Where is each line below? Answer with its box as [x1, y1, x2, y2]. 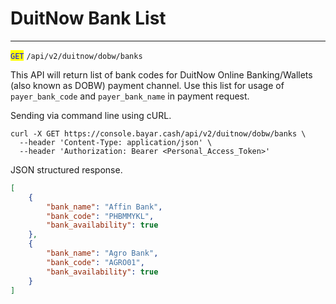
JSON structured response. [10, 163, 123, 176]
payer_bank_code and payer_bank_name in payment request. [10, 90, 250, 102]
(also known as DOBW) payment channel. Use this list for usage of [10, 79, 285, 91]
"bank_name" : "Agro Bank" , [46, 248, 159, 259]
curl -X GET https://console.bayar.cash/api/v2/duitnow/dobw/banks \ [10, 128, 307, 139]
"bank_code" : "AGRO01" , [46, 257, 145, 267]
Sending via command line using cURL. [10, 109, 172, 121]
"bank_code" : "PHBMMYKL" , [46, 211, 155, 221]
